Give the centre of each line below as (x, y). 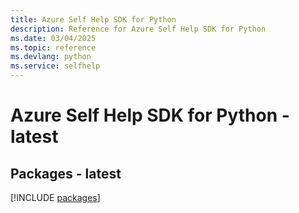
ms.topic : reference (53, 47)
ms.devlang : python (51, 57)
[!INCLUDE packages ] (55, 197)
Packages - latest (66, 173)
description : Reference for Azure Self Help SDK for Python (138, 29)
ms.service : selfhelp (55, 66)
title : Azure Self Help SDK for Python (93, 19)
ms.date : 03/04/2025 (53, 38)
